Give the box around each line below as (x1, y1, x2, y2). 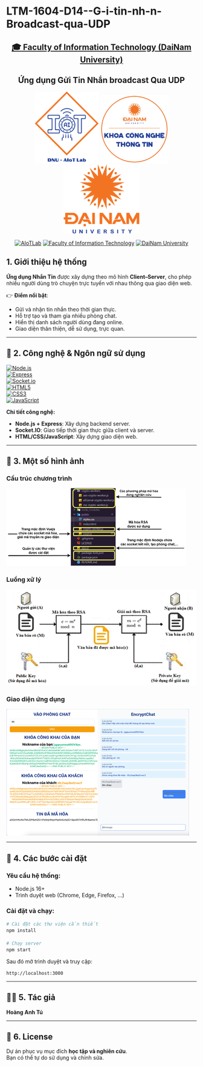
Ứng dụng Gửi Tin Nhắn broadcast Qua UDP (18, 75, 185, 85)
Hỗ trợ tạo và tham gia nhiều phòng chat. (14, 312, 117, 319)
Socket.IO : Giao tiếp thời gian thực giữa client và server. (14, 426, 155, 434)
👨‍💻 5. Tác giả (6, 992, 56, 1003)
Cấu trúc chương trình (6, 474, 72, 482)
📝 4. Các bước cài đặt (6, 853, 88, 863)
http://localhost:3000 (6, 970, 63, 976)
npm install (6, 928, 36, 934)
